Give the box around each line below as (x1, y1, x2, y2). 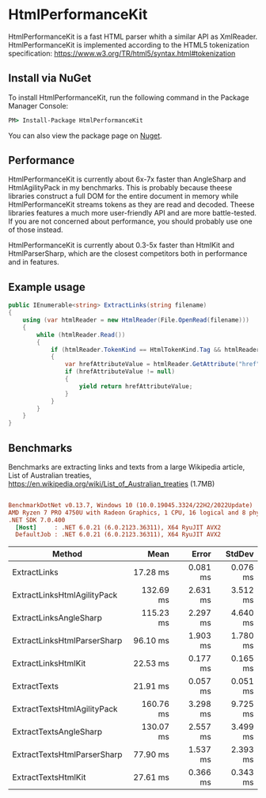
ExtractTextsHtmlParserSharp (12, 749, 123, 760)
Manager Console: (8, 101, 69, 110)
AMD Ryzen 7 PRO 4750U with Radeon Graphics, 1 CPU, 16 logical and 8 (8, 509, 246, 517)
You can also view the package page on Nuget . (8, 131, 162, 140)
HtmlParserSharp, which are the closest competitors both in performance (8, 249, 248, 258)
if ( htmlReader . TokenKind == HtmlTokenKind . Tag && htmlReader (50, 346, 260, 353)
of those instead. (8, 225, 63, 235)
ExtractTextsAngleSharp (12, 727, 103, 738)
